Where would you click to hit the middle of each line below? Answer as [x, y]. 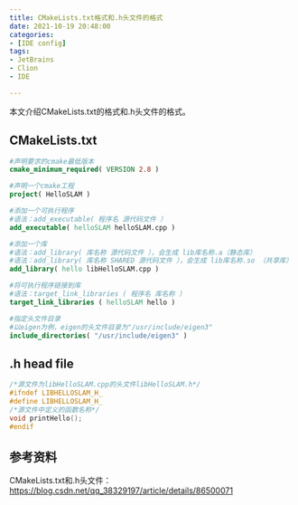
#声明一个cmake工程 [42, 186]
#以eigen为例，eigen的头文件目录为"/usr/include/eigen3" [111, 327]
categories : [32, 34]
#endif [22, 426]
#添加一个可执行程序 [42, 211]
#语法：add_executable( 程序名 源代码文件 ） [88, 219]
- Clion [24, 69]
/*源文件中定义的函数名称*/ [55, 410]
